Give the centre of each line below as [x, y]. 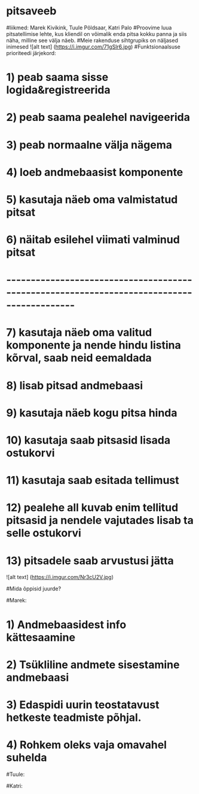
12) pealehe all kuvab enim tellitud [92, 508]
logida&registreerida [58, 90]
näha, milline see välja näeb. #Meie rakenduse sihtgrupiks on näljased [92, 40]
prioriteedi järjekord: [31, 53]
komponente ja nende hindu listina [94, 345]
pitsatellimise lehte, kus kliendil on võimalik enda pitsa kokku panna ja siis [97, 34]
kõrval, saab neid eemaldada [79, 358]
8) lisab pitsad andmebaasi [75, 385]
